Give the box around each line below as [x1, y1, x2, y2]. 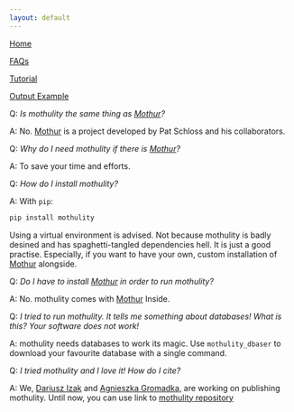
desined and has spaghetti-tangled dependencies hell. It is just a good [9, 239, 271, 249]
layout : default [9, 13, 70, 23]
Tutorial [9, 73, 38, 84]
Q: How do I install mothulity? [9, 178, 119, 189]
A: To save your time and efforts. [9, 160, 131, 172]
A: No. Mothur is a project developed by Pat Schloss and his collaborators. [9, 126, 286, 136]
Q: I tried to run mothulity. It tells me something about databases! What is [9, 311, 282, 322]
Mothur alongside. [9, 258, 78, 269]
